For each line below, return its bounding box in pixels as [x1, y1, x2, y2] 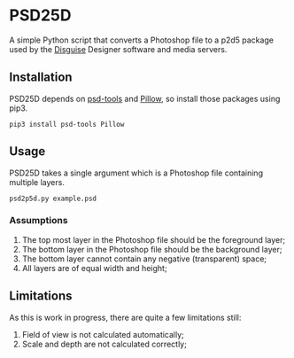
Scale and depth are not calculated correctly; [21, 339, 188, 349]
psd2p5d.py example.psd [9, 194, 97, 203]
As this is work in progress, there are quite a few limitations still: [9, 312, 242, 323]
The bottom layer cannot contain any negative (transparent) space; [21, 253, 267, 264]
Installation [9, 70, 73, 85]
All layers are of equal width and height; [21, 262, 167, 273]
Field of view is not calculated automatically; [21, 329, 184, 339]
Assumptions [9, 214, 68, 227]
